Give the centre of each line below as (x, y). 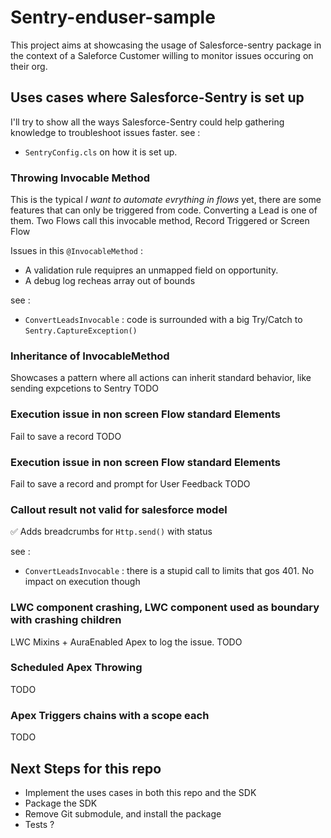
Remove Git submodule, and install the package (123, 813)
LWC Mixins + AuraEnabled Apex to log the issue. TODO (126, 642)
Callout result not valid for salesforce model (119, 509)
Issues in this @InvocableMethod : (77, 251)
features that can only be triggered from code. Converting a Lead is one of (164, 210)
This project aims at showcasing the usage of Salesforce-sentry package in (166, 45)
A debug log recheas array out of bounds (110, 281)
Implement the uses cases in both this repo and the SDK (140, 792)
